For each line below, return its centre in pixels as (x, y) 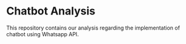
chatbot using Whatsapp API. (43, 34)
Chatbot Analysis (51, 11)
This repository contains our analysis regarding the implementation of (93, 28)
